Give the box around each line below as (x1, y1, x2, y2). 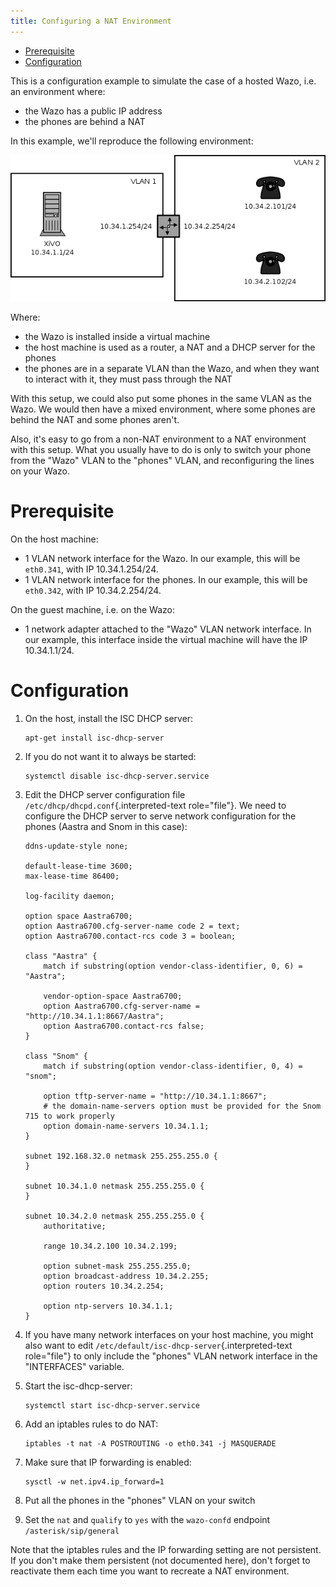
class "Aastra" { (24, 951, 98, 961)
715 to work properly (24, 1111, 115, 1121)
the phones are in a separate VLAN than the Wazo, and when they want (24, 362, 320, 374)
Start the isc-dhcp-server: (24, 1380, 133, 1392)
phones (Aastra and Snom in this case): (24, 820, 188, 832)
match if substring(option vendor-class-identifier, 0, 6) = (43, 961, 303, 971)
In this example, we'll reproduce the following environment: (10, 135, 254, 147)
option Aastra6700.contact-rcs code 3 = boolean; (24, 931, 237, 941)
